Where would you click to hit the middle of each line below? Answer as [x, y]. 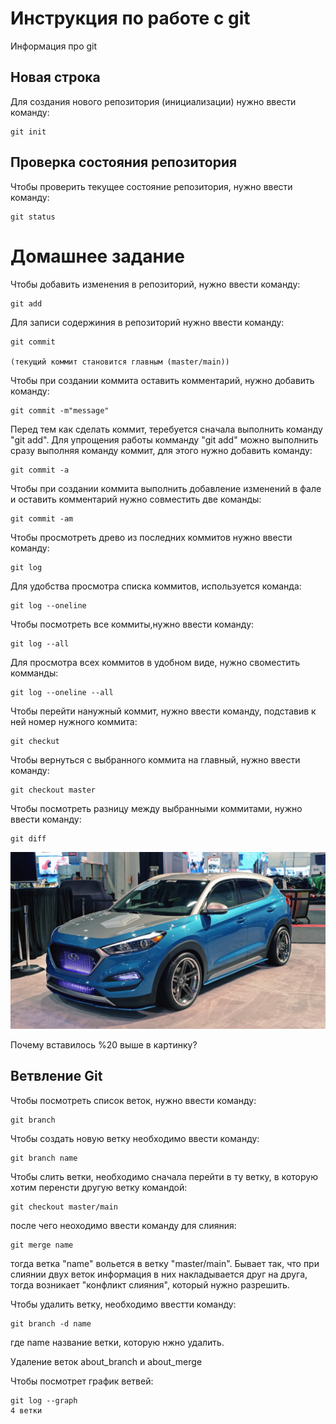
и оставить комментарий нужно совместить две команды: [136, 499]
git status [33, 217]
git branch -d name [51, 1323]
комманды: [34, 673]
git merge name [42, 1245]
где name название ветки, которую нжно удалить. [117, 1342]
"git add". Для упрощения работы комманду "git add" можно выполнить [164, 439]
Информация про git [54, 46]
